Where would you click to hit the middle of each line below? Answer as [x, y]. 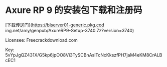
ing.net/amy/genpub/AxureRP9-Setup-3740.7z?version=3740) [70, 30]
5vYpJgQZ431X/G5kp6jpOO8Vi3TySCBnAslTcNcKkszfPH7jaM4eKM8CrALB [84, 55]
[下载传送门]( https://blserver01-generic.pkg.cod [55, 25]
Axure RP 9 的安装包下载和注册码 [74, 10]
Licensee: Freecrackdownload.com [41, 40]
